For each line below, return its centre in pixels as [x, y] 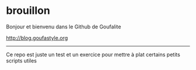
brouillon [28, 11]
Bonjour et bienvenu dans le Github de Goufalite [64, 27]
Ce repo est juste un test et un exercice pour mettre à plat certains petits [93, 54]
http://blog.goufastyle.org [37, 38]
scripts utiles [21, 60]
